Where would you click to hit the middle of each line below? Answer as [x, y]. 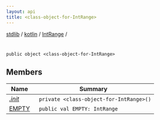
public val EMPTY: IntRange [79, 109]
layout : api [21, 12]
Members [24, 72]
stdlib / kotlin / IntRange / [37, 34]
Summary [93, 89]
